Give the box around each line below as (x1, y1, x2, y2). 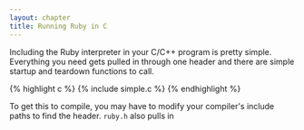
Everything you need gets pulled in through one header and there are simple (9, 56, 295, 67)
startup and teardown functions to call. (9, 65, 154, 77)
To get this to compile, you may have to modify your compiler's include (9, 100, 275, 111)
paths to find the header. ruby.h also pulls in (9, 110, 174, 121)
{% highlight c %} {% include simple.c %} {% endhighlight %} (9, 83, 241, 94)
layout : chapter (9, 13, 71, 23)
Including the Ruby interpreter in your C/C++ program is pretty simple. (9, 46, 272, 57)
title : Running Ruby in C (9, 22, 107, 31)
